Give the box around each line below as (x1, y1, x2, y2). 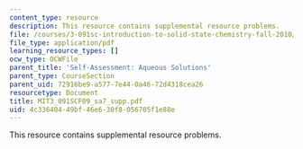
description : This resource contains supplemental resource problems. (9, 22, 280, 31)
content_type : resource (9, 13, 99, 22)
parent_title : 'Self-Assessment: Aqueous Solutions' (9, 64, 212, 73)
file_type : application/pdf (9, 38, 115, 48)
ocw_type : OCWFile (9, 55, 78, 64)
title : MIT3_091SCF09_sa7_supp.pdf (9, 96, 143, 106)
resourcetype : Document (9, 88, 99, 97)
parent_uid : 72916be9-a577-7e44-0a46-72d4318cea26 (9, 80, 204, 89)
